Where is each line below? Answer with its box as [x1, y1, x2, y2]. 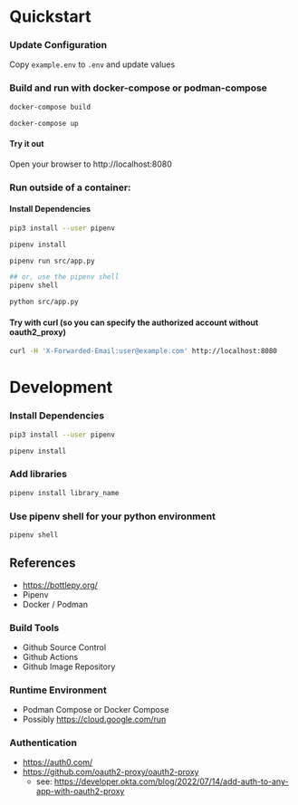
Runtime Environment [9, 684, 107, 696]
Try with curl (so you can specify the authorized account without [9, 317, 259, 328]
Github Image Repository [22, 661, 116, 672]
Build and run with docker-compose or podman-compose [9, 81, 267, 94]
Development [9, 378, 113, 398]
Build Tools [9, 621, 60, 634]
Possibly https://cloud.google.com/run [22, 714, 167, 725]
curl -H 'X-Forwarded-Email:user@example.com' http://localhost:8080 [9, 347, 278, 356]
